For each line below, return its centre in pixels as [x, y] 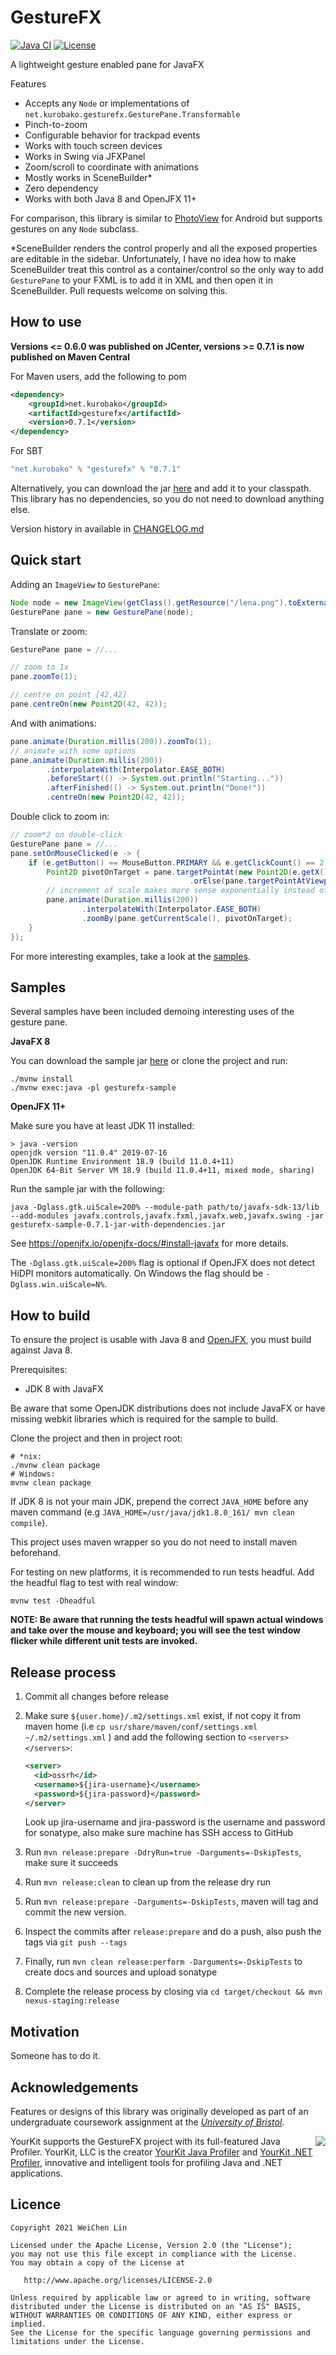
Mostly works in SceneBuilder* [88, 177]
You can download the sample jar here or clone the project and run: [149, 1061]
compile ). [29, 1523]
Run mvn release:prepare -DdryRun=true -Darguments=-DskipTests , [163, 1852]
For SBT [26, 451]
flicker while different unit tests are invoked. [104, 1641]
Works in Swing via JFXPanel [85, 156]
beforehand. [36, 1553]
